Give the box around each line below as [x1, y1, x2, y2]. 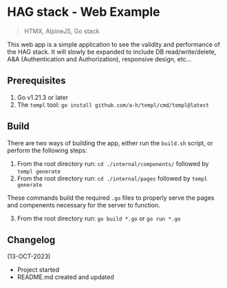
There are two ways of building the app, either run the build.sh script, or [7, 138, 213, 147]
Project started [17, 266, 60, 274]
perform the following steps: [7, 146, 87, 154]
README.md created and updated [17, 273, 115, 281]
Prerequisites [7, 75, 66, 87]
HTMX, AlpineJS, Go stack [23, 27, 100, 35]
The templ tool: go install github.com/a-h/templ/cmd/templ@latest [17, 101, 210, 109]
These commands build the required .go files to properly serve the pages [7, 194, 215, 202]
